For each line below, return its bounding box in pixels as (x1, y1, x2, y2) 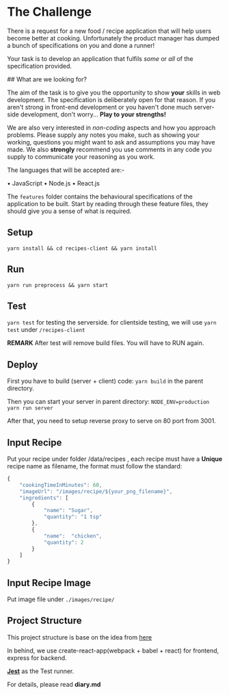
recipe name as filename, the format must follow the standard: (7, 462, 183, 470)
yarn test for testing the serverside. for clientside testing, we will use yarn (7, 318, 217, 327)
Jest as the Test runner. (7, 667, 75, 675)
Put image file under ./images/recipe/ (7, 595, 115, 603)
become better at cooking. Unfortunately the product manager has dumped (7, 34, 220, 42)
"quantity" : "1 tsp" (43, 514, 103, 520)
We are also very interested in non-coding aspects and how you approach (7, 123, 216, 131)
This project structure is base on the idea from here (7, 633, 152, 641)
